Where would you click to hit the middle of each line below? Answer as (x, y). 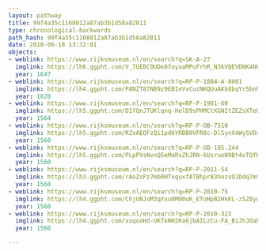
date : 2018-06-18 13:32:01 (53, 45)
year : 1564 (33, 118)
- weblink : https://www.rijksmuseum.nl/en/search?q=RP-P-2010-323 (120, 214)
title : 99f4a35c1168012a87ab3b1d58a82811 (78, 23)
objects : (23, 52)
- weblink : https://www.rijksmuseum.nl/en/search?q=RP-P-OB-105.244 (123, 148)
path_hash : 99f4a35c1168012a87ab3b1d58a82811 (84, 37)
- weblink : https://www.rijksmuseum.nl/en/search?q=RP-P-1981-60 (118, 103)
